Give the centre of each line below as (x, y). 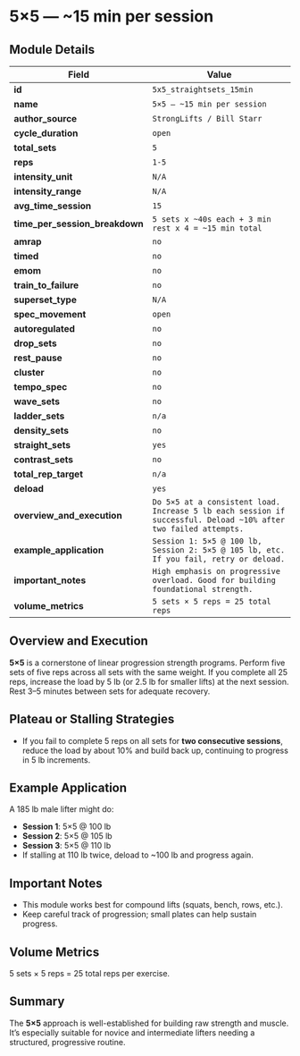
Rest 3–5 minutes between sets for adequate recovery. (110, 691)
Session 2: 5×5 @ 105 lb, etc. (219, 550)
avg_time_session (53, 206)
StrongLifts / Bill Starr (207, 118)
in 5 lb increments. (56, 760)
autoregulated (45, 329)
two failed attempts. (198, 529)
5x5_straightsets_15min (203, 90)
